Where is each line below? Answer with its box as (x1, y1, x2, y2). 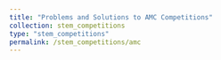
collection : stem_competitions (9, 21, 126, 30)
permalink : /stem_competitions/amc (9, 37, 142, 47)
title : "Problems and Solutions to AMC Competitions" (9, 12, 214, 22)
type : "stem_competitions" (9, 29, 110, 38)
